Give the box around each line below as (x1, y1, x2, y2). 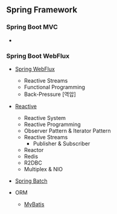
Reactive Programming (24, 121, 81, 128)
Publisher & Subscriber (33, 140, 90, 147)
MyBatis (24, 200, 45, 207)
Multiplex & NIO (24, 165, 63, 172)
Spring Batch (14, 177, 48, 184)
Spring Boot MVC (6, 23, 58, 31)
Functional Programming (24, 83, 86, 90)
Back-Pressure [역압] (24, 90, 77, 98)
